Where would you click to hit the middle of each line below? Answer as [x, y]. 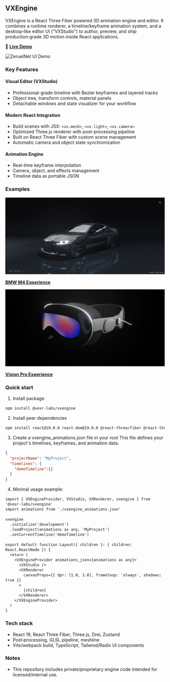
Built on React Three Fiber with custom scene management [74, 137]
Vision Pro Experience [29, 374]
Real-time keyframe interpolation [47, 165]
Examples [18, 189]
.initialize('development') [39, 525]
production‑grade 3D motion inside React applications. [62, 36]
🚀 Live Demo [19, 46]
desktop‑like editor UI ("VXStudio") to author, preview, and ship [71, 31]
